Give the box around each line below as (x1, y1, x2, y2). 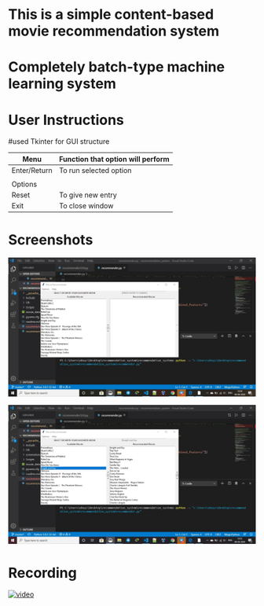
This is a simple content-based (8, 6, 214, 24)
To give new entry (58, 190, 118, 200)
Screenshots (8, 230, 93, 248)
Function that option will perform (58, 154, 170, 163)
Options (11, 179, 38, 189)
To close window (58, 201, 114, 211)
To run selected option (58, 166, 132, 175)
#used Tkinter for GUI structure (8, 137, 110, 146)
